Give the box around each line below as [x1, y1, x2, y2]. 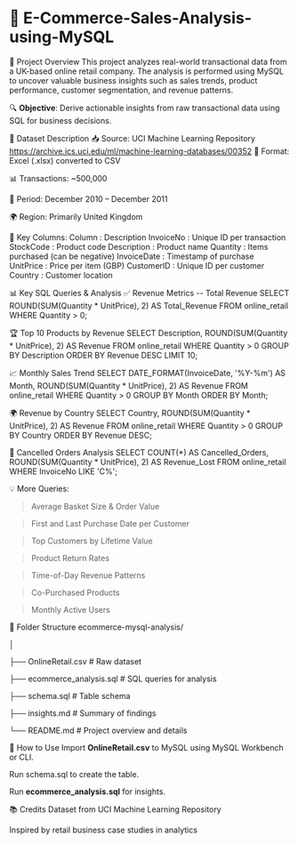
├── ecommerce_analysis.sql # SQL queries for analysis [9, 673, 217, 684]
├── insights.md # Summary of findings [9, 707, 157, 719]
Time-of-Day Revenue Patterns [30, 569, 146, 581]
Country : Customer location [9, 269, 113, 280]
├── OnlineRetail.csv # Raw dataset [9, 655, 142, 666]
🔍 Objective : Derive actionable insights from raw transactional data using [9, 102, 280, 113]
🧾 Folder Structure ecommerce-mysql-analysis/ [9, 622, 184, 632]
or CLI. [9, 752, 34, 762]
